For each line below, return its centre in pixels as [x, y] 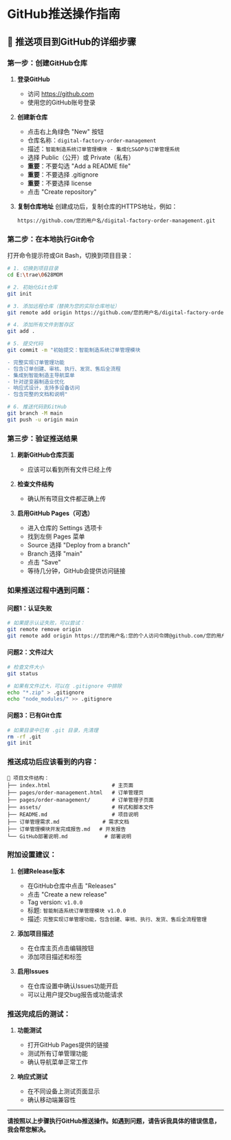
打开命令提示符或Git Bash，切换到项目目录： [70, 256]
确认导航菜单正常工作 [57, 1062]
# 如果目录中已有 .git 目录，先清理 [53, 730]
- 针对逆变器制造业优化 [36, 382]
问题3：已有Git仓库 [34, 715]
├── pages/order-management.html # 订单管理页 [76, 792]
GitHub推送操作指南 [64, 14]
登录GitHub [33, 79]
